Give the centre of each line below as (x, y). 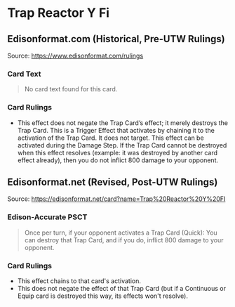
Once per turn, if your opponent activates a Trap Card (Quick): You (121, 233)
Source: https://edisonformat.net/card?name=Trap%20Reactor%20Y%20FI (116, 199)
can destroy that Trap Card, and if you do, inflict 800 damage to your (124, 240)
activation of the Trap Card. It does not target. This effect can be (111, 138)
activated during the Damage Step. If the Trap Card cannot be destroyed (122, 145)
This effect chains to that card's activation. (79, 281)
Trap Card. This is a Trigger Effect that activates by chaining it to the (116, 130)
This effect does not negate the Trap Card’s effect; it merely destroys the (122, 123)
